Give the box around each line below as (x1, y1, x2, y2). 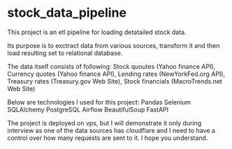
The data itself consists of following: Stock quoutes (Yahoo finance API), (7, 62, 216, 70)
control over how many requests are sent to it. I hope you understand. (7, 134, 208, 142)
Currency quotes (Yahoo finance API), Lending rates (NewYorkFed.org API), (7, 70, 226, 78)
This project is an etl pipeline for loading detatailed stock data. (7, 28, 187, 36)
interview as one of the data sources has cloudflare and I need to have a (7, 126, 215, 134)
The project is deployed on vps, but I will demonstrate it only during (7, 118, 201, 127)
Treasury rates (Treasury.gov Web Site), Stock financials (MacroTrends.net (7, 77, 222, 85)
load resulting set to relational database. (7, 49, 123, 57)
